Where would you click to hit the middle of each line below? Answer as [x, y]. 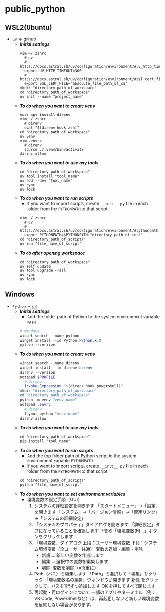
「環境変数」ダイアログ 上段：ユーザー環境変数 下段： [89, 543]
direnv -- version [37, 373]
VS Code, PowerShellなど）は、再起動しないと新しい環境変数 [96, 598]
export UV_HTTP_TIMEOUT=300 [53, 71]
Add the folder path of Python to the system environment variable [93, 316]
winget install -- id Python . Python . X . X [60, 340]
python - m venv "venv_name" [48, 400]
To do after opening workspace [52, 253]
